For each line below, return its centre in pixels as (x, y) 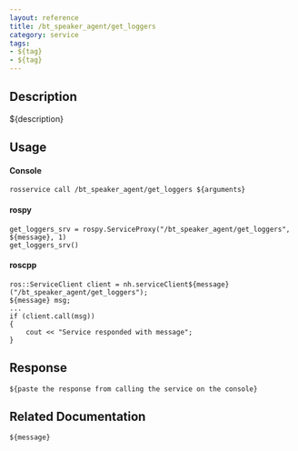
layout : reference (44, 18)
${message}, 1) (38, 237)
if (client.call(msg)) (52, 316)
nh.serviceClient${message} (176, 284)
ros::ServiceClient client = (65, 284)
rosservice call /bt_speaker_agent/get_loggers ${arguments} (128, 190)
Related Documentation (78, 417)
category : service (44, 35)
